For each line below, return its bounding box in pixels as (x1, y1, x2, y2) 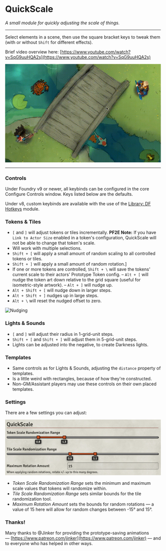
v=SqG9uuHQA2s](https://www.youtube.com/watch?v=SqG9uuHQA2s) (5, 54, 151, 60)
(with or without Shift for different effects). (5, 39, 93, 45)
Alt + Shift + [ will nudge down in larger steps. (12, 287, 112, 293)
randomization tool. (12, 496, 52, 502)
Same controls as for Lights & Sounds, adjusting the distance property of (12, 365, 161, 371)
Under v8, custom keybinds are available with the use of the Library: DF (5, 201, 151, 207)
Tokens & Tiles (5, 219, 41, 226)
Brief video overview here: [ (5, 48, 62, 55)
